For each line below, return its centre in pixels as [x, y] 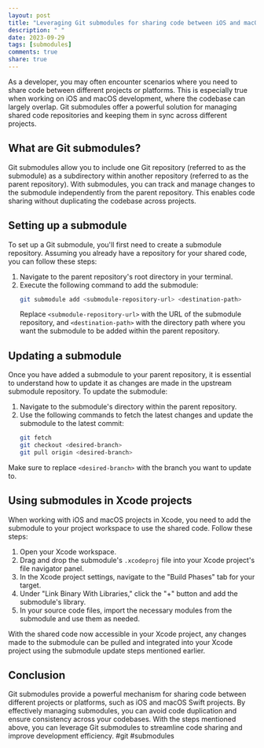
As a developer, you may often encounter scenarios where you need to [123, 81]
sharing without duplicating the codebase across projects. [102, 201]
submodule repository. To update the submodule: [88, 391]
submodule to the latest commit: [71, 424]
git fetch [36, 438]
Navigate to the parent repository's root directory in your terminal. [126, 276]
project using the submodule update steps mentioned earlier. [107, 650]
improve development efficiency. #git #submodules [91, 736]
